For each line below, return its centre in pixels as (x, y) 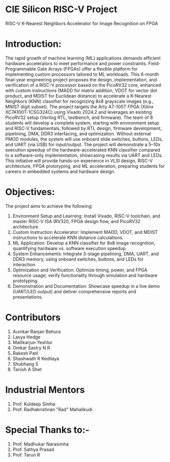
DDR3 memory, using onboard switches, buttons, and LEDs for (78, 259)
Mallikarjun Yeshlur (32, 342)
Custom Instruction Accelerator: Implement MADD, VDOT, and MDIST (85, 232)
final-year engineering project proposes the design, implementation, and (81, 79)
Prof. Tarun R (26, 455)
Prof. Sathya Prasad (33, 449)
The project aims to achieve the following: (49, 206)
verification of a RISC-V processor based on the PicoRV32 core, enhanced (83, 85)
